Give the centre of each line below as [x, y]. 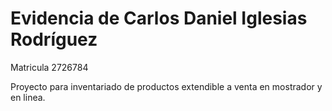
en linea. [28, 97]
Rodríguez [54, 39]
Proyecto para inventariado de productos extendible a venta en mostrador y [166, 86]
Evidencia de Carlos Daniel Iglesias [159, 18]
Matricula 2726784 [49, 67]
